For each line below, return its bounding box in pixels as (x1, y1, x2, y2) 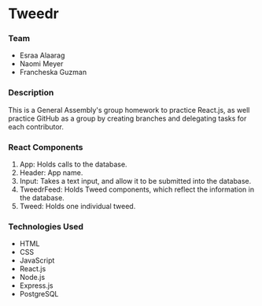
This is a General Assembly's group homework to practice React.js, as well (8, 105, 250, 114)
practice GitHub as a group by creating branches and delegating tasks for (8, 114, 247, 123)
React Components (8, 141, 83, 152)
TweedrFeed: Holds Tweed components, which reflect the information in (19, 185, 254, 194)
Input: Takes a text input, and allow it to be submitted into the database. (19, 177, 252, 186)
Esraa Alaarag (19, 50, 65, 60)
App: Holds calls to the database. (19, 159, 127, 170)
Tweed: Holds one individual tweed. (19, 202, 136, 211)
